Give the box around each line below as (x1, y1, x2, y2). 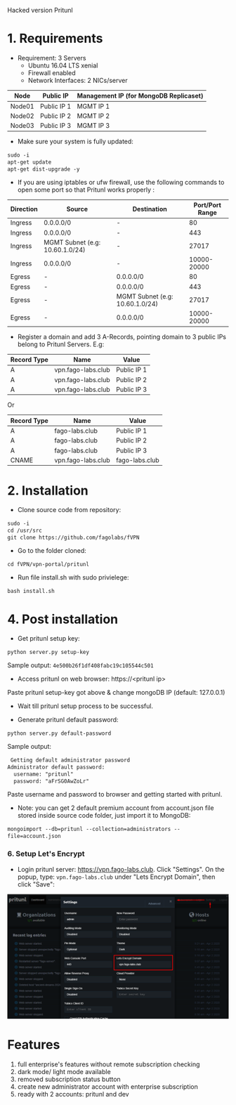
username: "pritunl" (13, 771, 74, 778)
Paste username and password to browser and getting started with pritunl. (7, 790, 223, 799)
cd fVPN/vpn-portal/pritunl (7, 561, 90, 568)
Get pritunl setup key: (17, 634, 80, 643)
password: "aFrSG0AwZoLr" (13, 778, 90, 785)
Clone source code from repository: (17, 506, 122, 514)
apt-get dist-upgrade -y (7, 165, 80, 173)
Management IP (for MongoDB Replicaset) (77, 91, 204, 100)
